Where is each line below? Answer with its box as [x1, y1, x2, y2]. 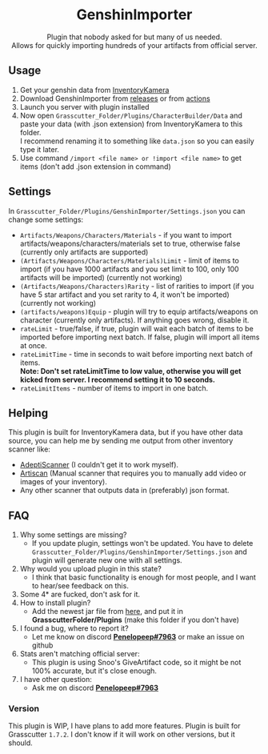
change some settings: [8, 215, 84, 224]
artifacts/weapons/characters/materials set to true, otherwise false [19, 239, 241, 248]
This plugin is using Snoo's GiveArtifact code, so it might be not [31, 658, 242, 668]
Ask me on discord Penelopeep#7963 [31, 683, 158, 693]
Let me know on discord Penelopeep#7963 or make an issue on [31, 632, 245, 642]
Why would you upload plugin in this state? [19, 564, 162, 574]
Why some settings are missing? [19, 530, 127, 539]
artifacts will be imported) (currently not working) [19, 272, 182, 282]
